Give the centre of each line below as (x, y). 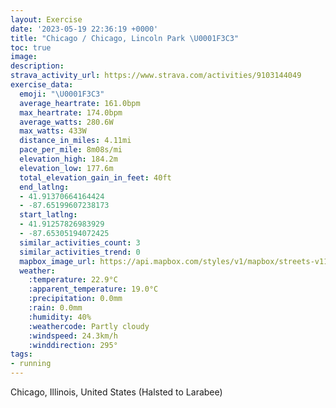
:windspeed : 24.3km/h (73, 336)
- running (31, 364)
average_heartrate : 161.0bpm (80, 103)
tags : (21, 354)
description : (37, 66)
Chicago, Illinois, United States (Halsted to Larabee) (116, 392)
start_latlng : (48, 215)
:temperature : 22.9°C (73, 280)
